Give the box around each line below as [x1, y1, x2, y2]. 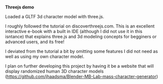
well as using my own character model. [5, 54, 85, 59]
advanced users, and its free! [5, 39, 65, 45]
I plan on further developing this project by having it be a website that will [5, 63, 154, 69]
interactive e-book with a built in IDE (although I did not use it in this [5, 28, 143, 34]
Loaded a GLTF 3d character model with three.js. [5, 14, 104, 19]
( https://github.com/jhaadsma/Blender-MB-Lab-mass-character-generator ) [5, 74, 159, 79]
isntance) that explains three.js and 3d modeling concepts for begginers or [5, 34, 157, 39]
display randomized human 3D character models [5, 68, 104, 74]
